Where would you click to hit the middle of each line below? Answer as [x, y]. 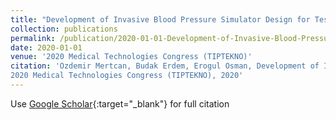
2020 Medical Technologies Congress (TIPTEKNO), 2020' [127, 76]
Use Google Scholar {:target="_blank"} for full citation [120, 103]
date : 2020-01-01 [46, 47]
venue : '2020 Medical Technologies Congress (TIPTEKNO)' [131, 57]
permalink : [33, 38]
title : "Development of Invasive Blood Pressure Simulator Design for [160, 19]
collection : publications [64, 29]
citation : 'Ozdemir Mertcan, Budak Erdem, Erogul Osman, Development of [165, 66]
